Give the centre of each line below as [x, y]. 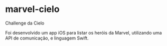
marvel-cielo [32, 9]
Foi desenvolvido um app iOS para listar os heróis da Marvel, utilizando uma [83, 32]
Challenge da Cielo [25, 23]
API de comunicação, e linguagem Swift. [47, 38]
